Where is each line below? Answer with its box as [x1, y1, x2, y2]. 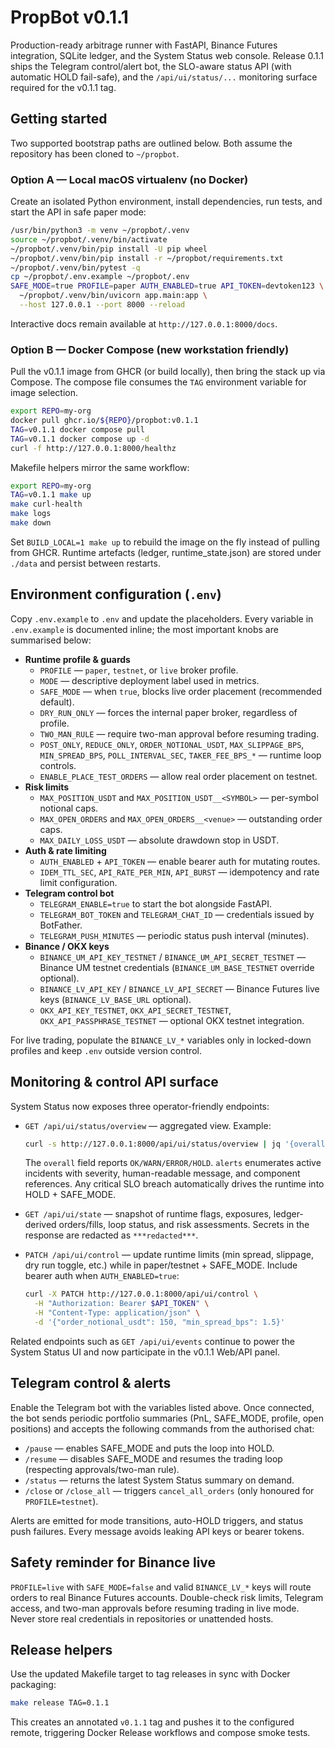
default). [39, 696, 75, 708]
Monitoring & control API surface [10, 1074, 219, 1091]
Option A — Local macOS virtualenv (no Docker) [10, 172, 249, 186]
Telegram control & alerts [10, 1375, 172, 1392]
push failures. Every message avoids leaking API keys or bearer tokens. [10, 1525, 305, 1537]
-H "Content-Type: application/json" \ [34, 1308, 201, 1318]
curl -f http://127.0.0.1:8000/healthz [10, 443, 177, 453]
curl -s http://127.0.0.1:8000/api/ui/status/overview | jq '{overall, [24, 1139, 330, 1149]
